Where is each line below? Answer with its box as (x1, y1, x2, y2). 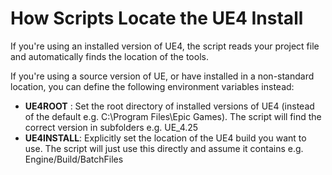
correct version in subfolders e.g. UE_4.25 (24, 121, 199, 133)
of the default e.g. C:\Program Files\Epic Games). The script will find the (24, 110, 322, 122)
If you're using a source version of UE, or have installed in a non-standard (10, 70, 315, 82)
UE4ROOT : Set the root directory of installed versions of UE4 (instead (24, 100, 315, 112)
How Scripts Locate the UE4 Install (10, 7, 304, 30)
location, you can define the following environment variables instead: (10, 80, 295, 92)
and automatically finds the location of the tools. (10, 50, 209, 62)
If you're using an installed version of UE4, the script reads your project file (10, 40, 320, 52)
